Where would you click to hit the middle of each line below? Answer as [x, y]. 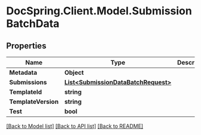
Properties [26, 46]
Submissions [28, 82]
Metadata [23, 73]
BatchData [33, 24]
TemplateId [26, 92]
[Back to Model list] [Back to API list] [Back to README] [75, 126]
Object [74, 73]
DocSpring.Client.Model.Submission [99, 11]
